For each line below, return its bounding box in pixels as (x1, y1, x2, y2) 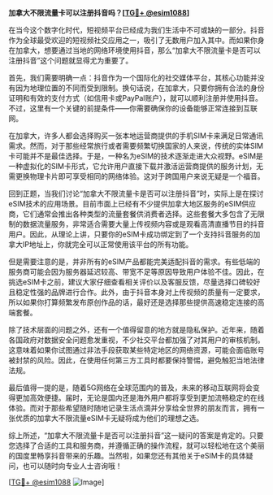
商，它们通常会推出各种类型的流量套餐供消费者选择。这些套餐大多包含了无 (8, 209, 258, 219)
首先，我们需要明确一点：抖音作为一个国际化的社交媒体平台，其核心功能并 (8, 73, 258, 82)
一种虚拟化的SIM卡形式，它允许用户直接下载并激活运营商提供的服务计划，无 (8, 162, 264, 171)
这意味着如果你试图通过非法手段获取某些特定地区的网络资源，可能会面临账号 (8, 345, 265, 354)
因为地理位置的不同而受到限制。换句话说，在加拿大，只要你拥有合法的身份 (15, 83, 265, 93)
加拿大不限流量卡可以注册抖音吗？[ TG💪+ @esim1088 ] (8, 8, 190, 17)
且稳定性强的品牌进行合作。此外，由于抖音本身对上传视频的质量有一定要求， (8, 288, 265, 297)
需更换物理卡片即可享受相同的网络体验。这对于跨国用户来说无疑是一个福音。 (8, 172, 265, 181)
